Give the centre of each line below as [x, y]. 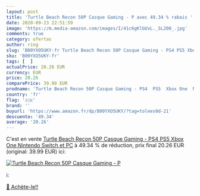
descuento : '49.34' [30, 116]
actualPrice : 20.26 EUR [36, 67]
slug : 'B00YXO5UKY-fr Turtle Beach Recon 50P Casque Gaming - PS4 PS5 [96, 50]
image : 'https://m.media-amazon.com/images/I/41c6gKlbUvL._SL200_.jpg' [97, 28]
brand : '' [18, 105]
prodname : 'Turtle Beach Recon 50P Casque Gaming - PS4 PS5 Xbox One [97, 89]
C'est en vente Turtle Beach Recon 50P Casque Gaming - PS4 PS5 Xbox [95, 139]
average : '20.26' [28, 122]
